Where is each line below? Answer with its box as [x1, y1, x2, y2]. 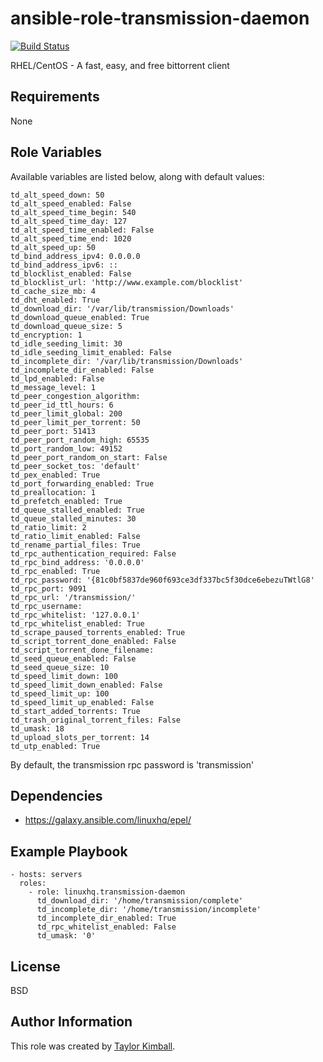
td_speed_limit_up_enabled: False [10, 697, 155, 707]
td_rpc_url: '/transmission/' [10, 592, 137, 602]
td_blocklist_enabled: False [10, 268, 132, 279]
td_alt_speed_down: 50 [10, 190, 105, 200]
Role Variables [10, 144, 102, 161]
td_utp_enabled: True [10, 741, 101, 751]
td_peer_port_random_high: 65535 [10, 435, 150, 445]
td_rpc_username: [10, 601, 83, 611]
